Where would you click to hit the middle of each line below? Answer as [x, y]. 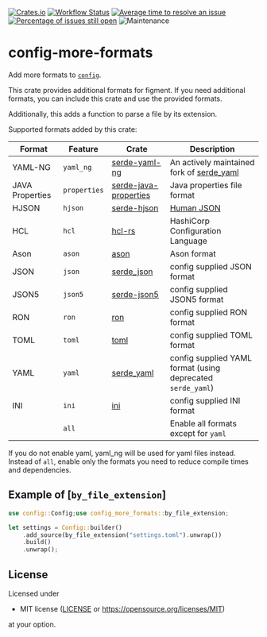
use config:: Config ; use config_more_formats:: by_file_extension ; [118, 513]
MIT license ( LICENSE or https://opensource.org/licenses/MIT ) [122, 608]
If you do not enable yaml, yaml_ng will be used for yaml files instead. [122, 453]
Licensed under [34, 593]
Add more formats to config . [55, 75]
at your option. [32, 624]
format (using [195, 368]
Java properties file [206, 185]
